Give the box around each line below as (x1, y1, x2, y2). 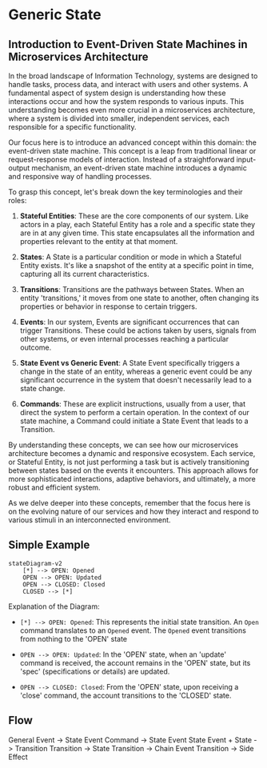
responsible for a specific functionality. (8, 122, 137, 131)
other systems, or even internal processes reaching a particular (19, 334, 229, 343)
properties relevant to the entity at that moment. (19, 237, 178, 246)
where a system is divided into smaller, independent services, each (8, 114, 229, 123)
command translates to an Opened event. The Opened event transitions (19, 626, 246, 635)
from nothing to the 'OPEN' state (19, 634, 128, 643)
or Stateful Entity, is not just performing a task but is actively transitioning (8, 458, 249, 466)
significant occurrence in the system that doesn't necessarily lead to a (19, 375, 252, 385)
